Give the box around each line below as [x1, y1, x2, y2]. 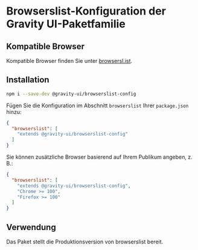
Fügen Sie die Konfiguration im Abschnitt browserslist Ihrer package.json [6, 102, 189, 109]
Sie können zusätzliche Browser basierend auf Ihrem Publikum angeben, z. [6, 153, 193, 161]
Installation [6, 74, 49, 85]
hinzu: [6, 108, 22, 116]
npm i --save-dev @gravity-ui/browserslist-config [6, 91, 136, 97]
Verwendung [6, 222, 56, 232]
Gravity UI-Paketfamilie [6, 17, 126, 31]
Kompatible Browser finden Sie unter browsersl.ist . [6, 58, 133, 64]
